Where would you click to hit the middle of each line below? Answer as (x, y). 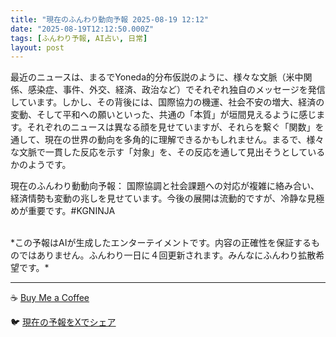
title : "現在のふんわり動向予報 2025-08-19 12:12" (109, 19)
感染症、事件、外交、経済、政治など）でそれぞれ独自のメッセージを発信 (176, 90)
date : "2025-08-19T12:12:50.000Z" (82, 29)
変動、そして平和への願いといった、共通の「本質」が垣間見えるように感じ (163, 115)
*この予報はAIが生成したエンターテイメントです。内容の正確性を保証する (161, 243)
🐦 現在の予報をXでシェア (63, 322)
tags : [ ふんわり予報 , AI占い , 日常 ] (79, 38)
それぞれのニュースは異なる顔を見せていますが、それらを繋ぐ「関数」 (171, 127)
